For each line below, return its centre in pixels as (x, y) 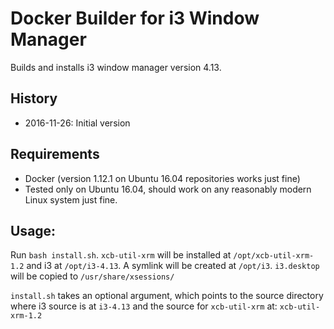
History (34, 98)
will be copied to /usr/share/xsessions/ (92, 276)
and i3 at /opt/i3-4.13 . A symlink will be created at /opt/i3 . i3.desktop (173, 266)
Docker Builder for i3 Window (135, 18)
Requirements (55, 154)
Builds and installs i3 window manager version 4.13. (116, 67)
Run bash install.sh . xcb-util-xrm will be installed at (121, 255)
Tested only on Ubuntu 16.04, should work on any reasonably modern (168, 189)
